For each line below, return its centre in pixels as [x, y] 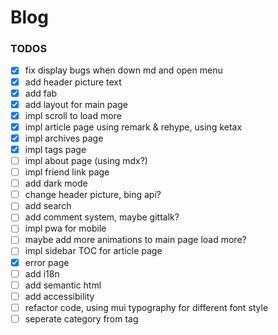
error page [47, 262]
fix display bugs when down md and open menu [123, 70]
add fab [41, 93]
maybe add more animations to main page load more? [135, 240]
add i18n [42, 273]
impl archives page [64, 138]
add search [48, 206]
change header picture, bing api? [93, 195]
